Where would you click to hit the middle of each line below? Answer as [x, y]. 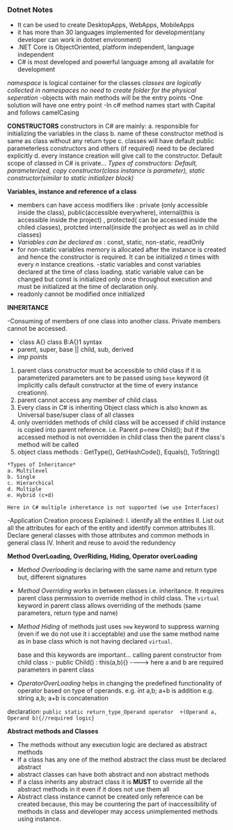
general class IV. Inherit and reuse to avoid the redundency [91, 543]
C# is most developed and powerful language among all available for [115, 62]
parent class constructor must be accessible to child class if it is [109, 371]
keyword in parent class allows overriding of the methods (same [109, 606]
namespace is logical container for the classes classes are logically [104, 83]
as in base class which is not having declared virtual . [95, 642]
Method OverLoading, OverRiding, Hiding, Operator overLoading [103, 556]
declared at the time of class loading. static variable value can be [110, 272]
